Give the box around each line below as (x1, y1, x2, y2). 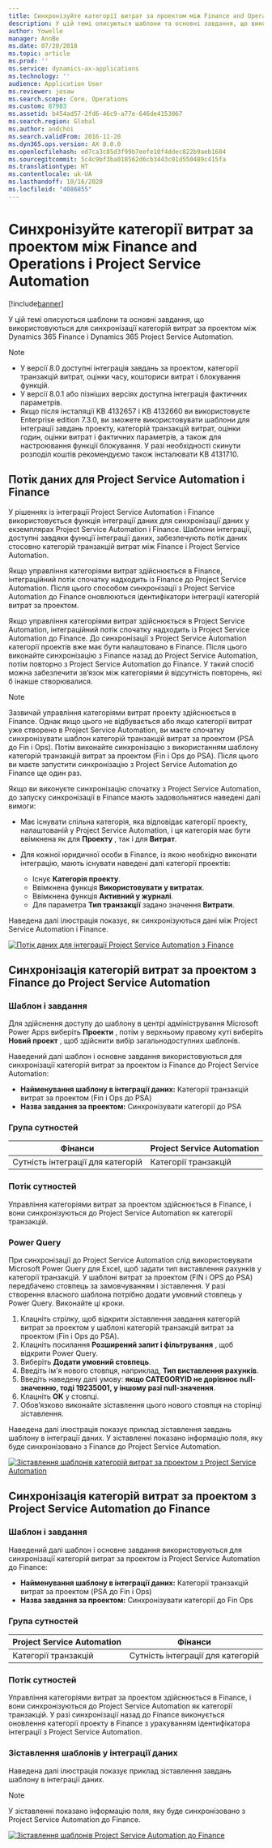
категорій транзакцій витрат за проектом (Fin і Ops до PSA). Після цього (8, 751, 259, 761)
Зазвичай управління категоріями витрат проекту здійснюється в (8, 707, 236, 718)
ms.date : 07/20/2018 (8, 42, 79, 50)
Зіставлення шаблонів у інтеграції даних (8, 1747, 178, 1759)
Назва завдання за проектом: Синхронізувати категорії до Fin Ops (19, 1595, 253, 1605)
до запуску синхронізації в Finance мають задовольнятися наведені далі (8, 792, 261, 802)
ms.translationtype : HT (8, 163, 89, 171)
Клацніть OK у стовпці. (19, 1391, 100, 1401)
